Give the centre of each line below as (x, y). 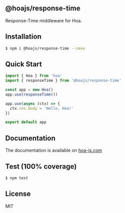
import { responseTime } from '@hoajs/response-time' (64, 81)
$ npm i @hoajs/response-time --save (45, 48)
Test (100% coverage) (41, 166)
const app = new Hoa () (29, 90)
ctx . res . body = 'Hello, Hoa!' (42, 108)
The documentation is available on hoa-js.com (54, 150)
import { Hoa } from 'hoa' (34, 76)
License (18, 194)
